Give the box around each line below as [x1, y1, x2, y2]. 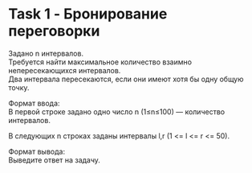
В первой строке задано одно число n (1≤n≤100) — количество [8, 106, 226, 117]
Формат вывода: [8, 146, 66, 156]
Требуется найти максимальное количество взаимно [8, 57, 193, 67]
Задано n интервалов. [8, 48, 84, 58]
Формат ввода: [8, 98, 60, 108]
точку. [8, 82, 30, 93]
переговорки [8, 22, 100, 40]
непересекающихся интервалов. [8, 65, 121, 75]
